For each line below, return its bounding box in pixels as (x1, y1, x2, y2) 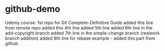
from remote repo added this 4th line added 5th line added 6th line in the (5, 25, 153, 30)
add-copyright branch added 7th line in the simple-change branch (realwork (5, 30, 160, 36)
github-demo (5, 3, 61, 15)
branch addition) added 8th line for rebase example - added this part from (5, 35, 155, 41)
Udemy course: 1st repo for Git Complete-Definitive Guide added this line (5, 20, 154, 25)
